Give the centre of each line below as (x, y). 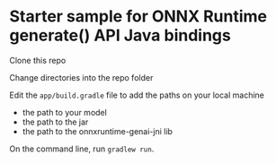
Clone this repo (38, 60)
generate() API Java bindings (120, 35)
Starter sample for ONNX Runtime (138, 17)
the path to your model (65, 112)
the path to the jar (55, 122)
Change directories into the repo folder (81, 77)
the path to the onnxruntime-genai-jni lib (98, 131)
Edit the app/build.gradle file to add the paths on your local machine (137, 95)
